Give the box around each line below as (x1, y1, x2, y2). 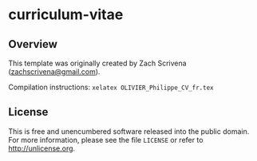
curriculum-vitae (8, 6, 124, 24)
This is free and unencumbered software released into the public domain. (8, 126, 250, 136)
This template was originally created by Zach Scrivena (8, 58, 187, 68)
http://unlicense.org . (8, 143, 76, 153)
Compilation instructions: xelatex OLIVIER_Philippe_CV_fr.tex (8, 82, 214, 92)
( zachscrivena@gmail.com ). (8, 67, 101, 77)
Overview (8, 37, 58, 51)
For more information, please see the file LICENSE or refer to (8, 135, 204, 144)
